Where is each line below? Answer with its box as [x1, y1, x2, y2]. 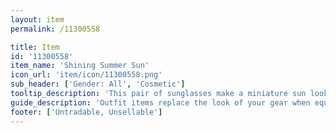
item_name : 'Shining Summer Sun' [10, 61, 150, 71]
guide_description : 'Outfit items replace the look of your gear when [10, 97, 311, 108]
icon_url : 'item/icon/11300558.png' [10, 70, 163, 80]
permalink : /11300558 [10, 24, 101, 34]
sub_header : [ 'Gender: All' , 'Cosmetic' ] [10, 79, 186, 90]
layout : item [10, 14, 65, 25]
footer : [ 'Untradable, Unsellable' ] [10, 107, 163, 117]
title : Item [10, 42, 60, 52]
